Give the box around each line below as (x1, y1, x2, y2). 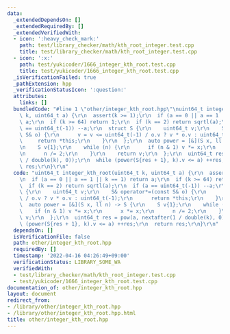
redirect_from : (7, 297, 51, 304)
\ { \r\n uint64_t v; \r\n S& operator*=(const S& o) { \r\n (19, 189, 207, 195)
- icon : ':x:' (13, 55, 53, 62)
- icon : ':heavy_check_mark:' (13, 36, 99, 43)
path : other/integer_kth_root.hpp (13, 239, 112, 247)
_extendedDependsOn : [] (13, 16, 81, 23)
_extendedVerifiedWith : (13, 29, 81, 36)
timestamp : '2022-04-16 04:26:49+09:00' (13, 252, 130, 259)
